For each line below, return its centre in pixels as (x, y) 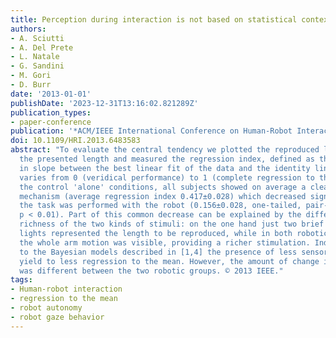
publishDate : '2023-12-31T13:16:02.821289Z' (104, 103)
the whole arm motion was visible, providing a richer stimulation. (165, 242)
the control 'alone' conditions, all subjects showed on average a (163, 187)
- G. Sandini (37, 66)
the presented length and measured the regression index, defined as (167, 159)
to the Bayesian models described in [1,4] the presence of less (158, 252)
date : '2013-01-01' (51, 94)
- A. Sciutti (37, 38)
